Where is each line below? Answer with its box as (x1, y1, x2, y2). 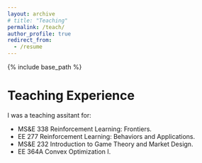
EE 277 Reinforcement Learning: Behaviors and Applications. (17, 132, 196, 140)
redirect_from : (7, 37, 52, 44)
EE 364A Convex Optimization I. (17, 147, 111, 156)
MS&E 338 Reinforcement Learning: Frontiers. (17, 125, 152, 133)
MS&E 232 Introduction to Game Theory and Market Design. (17, 140, 193, 148)
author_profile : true (7, 30, 72, 38)
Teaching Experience (7, 88, 135, 103)
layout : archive (7, 10, 55, 18)
